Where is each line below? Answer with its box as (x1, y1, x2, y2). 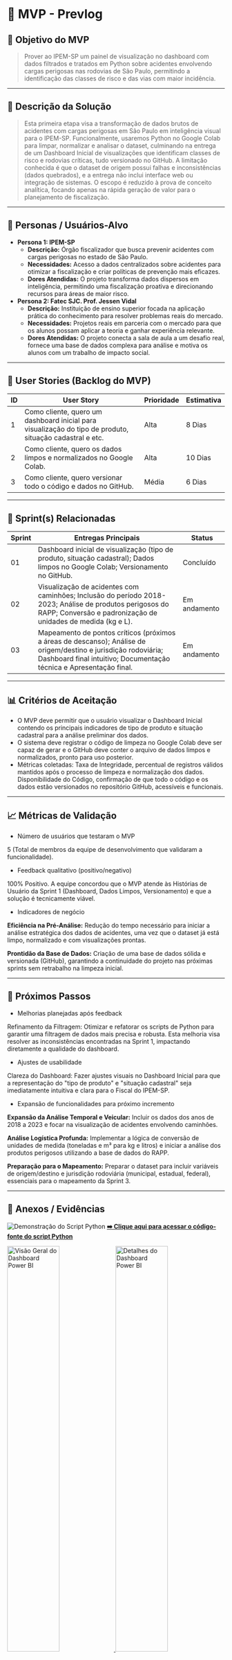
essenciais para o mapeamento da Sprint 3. (7, 1176, 131, 1185)
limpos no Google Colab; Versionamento (37, 562, 168, 572)
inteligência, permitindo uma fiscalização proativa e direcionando (27, 282, 213, 290)
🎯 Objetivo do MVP (7, 34, 90, 46)
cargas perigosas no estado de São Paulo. (27, 252, 148, 261)
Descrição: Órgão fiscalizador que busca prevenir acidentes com (27, 245, 214, 254)
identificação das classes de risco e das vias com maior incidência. (23, 74, 216, 82)
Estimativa (186, 395, 222, 405)
